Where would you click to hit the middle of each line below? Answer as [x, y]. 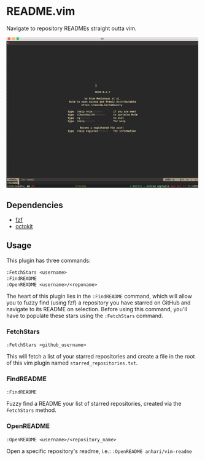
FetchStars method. [31, 410]
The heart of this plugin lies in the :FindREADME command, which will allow [99, 296]
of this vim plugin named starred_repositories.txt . [72, 363]
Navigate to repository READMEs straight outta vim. [72, 28]
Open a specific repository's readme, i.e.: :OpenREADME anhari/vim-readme [99, 451]
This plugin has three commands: [48, 260]
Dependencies [35, 205]
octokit [24, 227]
